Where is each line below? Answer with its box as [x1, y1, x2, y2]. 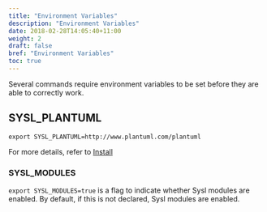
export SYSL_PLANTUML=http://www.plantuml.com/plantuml [8, 133, 201, 141]
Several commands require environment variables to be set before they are [8, 78, 259, 89]
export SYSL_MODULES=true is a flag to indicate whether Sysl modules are [8, 185, 250, 195]
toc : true [8, 57, 42, 66]
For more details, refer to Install [8, 146, 114, 156]
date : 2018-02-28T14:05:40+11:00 [8, 27, 122, 35]
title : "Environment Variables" [8, 11, 118, 20]
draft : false [8, 42, 53, 50]
